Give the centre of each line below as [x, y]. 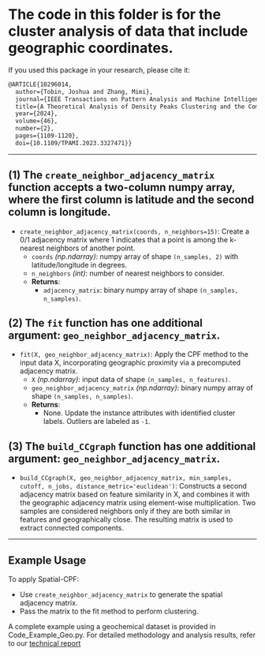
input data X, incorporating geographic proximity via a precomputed [130, 363]
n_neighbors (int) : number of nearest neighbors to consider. [128, 273]
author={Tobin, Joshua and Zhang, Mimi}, [84, 92]
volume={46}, [37, 121]
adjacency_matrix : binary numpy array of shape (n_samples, [141, 290]
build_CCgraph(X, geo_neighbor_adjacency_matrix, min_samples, [126, 478]
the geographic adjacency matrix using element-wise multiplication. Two [138, 503]
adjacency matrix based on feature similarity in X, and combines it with [134, 494]
